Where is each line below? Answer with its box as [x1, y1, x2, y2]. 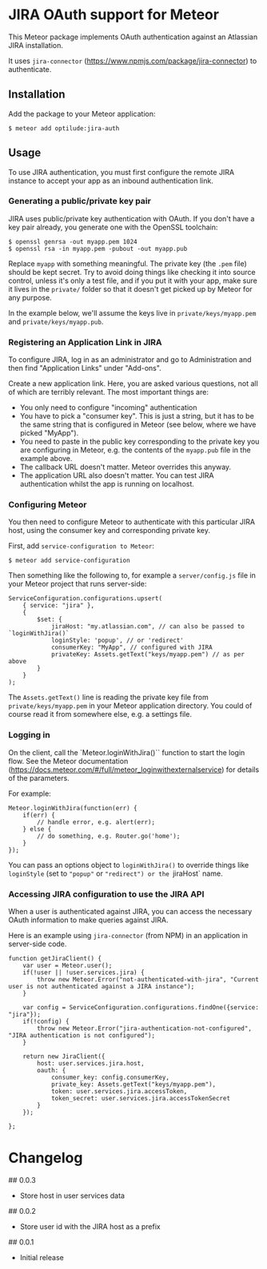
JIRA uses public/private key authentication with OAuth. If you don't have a [8, 213, 255, 223]
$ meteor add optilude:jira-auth [8, 124, 120, 133]
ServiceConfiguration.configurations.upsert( [8, 595, 162, 603]
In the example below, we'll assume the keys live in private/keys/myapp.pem [8, 308, 257, 317]
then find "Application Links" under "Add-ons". [8, 364, 161, 373]
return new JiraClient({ [22, 1052, 106, 1060]
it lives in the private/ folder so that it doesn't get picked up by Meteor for [8, 284, 253, 293]
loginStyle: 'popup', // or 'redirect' [50, 637, 184, 645]
